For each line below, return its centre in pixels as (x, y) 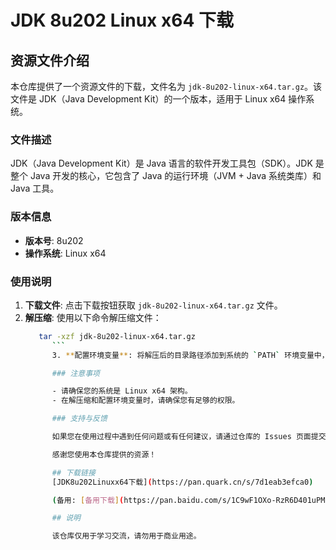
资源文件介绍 (50, 60)
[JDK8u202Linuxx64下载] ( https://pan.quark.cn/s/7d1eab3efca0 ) (182, 482)
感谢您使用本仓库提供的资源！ (104, 454)
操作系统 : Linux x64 (65, 253)
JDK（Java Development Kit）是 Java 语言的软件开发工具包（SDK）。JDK (161, 163)
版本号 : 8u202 (54, 240)
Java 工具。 (35, 188)
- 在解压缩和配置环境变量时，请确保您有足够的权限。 (145, 401)
